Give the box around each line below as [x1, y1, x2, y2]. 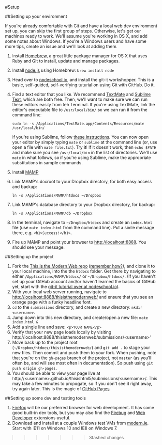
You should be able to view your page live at [12, 370, 101, 376]
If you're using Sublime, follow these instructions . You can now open [12, 134, 149, 140]
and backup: [12, 184, 37, 190]
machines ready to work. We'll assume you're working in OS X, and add [5, 33, 147, 39]
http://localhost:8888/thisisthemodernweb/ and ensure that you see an [12, 294, 154, 300]
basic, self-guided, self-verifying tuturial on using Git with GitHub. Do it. [12, 82, 155, 88]
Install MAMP [12, 169, 39, 175]
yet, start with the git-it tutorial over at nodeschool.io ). [12, 284, 120, 289]
